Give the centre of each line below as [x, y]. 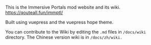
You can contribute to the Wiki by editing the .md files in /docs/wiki [76, 32]
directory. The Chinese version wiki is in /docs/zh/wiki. [64, 37]
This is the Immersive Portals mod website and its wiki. [63, 7]
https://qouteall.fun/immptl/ [34, 12]
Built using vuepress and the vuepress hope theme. [59, 22]
